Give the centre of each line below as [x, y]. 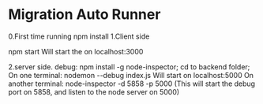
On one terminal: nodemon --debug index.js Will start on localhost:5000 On [131, 75]
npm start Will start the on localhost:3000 [76, 51]
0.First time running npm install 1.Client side [79, 36]
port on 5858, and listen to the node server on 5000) [94, 91]
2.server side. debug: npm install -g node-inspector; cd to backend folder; [129, 67]
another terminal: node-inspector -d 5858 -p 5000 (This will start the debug [131, 84]
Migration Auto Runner [85, 15]
